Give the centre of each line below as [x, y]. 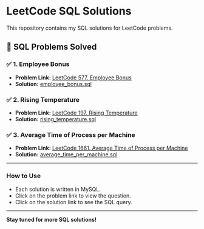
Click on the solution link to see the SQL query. [73, 202]
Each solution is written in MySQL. [58, 189]
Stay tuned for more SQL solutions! [52, 219]
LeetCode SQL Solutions [69, 11]
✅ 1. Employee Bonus [38, 64]
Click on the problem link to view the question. [73, 196]
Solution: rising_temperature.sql [55, 119]
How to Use [24, 176]
